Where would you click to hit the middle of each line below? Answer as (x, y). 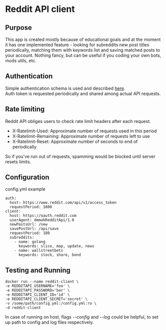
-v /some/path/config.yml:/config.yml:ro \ (51, 304)
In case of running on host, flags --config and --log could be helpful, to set (82, 317)
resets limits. (18, 162)
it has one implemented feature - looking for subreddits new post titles (77, 45)
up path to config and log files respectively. (49, 323)
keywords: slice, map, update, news (56, 246)
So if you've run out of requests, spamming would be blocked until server (80, 156)
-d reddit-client (23, 308)
